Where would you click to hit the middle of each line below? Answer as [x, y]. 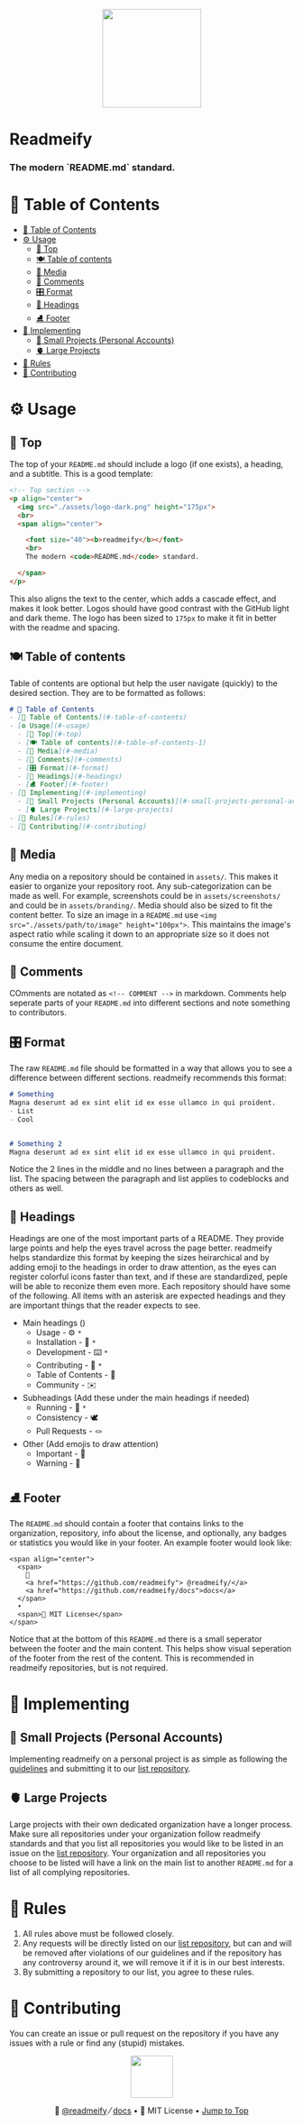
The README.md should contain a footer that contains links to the [127, 1524]
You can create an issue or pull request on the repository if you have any [144, 2033]
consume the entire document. [66, 943]
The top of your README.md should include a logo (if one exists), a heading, [147, 464]
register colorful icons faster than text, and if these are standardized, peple [149, 1277]
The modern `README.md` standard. [92, 168]
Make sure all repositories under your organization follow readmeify [135, 1834]
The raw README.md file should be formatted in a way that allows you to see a [151, 1068]
